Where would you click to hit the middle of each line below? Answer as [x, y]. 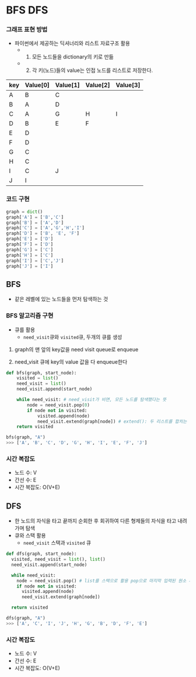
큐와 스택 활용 [30, 536]
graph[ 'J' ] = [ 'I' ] [30, 266]
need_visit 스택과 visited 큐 [57, 543]
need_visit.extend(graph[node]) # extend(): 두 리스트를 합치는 [112, 422]
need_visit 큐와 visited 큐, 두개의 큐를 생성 [73, 337]
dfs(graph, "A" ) [26, 618]
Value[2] [98, 85]
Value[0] [37, 85]
